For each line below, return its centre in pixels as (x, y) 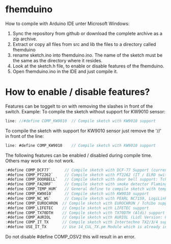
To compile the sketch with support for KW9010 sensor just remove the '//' (83, 131)
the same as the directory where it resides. (58, 60)
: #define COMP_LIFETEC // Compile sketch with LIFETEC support (77, 208)
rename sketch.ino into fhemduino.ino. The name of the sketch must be (88, 55)
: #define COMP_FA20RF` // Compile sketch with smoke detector (77, 184)
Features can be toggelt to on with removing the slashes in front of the (79, 106)
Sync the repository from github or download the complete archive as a (88, 33)
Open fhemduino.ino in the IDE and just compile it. (65, 71)
